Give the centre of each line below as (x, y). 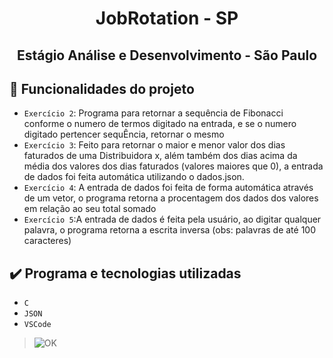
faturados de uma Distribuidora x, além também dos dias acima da (160, 156)
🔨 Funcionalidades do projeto (102, 88)
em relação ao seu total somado (90, 209)
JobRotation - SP (167, 18)
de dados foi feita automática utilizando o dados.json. (134, 177)
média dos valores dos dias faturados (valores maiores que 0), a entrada (173, 166)
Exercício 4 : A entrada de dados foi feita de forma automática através (168, 188)
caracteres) (47, 241)
